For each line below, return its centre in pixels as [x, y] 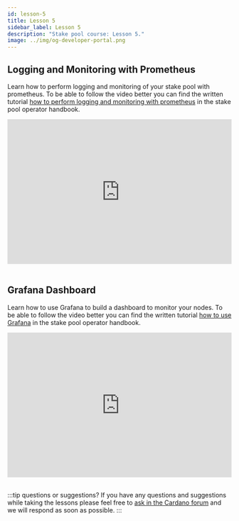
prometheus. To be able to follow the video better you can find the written [116, 94]
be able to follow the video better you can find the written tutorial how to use [119, 315]
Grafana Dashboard [52, 290]
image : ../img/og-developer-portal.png [67, 41]
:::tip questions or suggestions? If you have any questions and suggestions [117, 495]
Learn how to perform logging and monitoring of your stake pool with [108, 86]
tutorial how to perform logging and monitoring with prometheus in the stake [119, 101]
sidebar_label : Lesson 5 [44, 27]
